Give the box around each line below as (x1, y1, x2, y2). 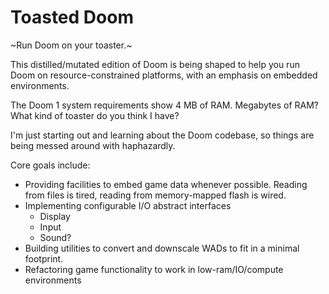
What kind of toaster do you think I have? (10, 109, 180, 121)
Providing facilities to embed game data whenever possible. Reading (24, 178, 308, 190)
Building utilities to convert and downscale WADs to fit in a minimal (24, 242, 300, 254)
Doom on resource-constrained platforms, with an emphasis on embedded (10, 69, 318, 81)
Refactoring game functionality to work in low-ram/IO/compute (24, 263, 284, 275)
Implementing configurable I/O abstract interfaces (24, 199, 232, 211)
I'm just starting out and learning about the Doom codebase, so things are (10, 129, 315, 141)
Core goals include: (10, 159, 91, 171)
